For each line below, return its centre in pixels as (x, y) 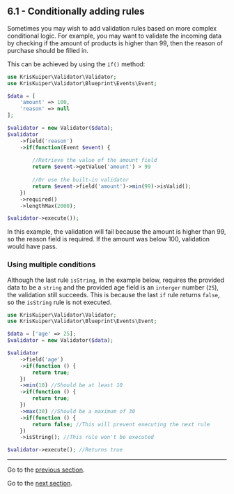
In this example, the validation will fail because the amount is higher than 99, (117, 232)
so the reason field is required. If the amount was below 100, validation (109, 239)
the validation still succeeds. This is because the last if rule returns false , (114, 294)
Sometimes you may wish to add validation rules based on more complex (112, 28)
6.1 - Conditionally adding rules (76, 12)
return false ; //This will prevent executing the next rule (121, 424)
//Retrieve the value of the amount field (95, 160)
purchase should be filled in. (48, 50)
